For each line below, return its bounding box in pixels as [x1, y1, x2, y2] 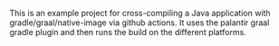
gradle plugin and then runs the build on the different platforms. [9, 27, 246, 37]
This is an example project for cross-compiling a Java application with [9, 8, 271, 18]
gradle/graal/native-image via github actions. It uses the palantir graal [9, 17, 270, 28]
